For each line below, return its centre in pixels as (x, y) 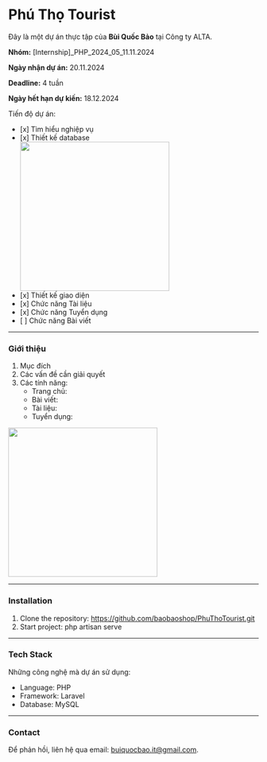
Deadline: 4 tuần (36, 83)
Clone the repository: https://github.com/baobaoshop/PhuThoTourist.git (137, 618)
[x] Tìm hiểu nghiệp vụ (56, 129)
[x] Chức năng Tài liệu (56, 303)
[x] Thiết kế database (54, 138)
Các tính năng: (44, 383)
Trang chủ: (49, 391)
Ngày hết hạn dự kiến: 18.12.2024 (64, 98)
